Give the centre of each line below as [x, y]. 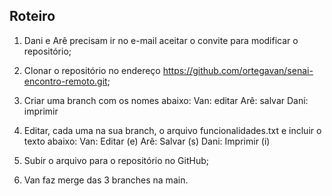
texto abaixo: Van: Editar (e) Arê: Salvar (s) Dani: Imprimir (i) [147, 141]
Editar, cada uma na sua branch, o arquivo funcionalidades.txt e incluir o [172, 130]
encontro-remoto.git [65, 81]
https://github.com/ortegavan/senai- [238, 70]
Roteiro [32, 16]
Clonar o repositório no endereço [92, 70]
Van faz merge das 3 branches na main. [106, 180]
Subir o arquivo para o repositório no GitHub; [116, 160]
